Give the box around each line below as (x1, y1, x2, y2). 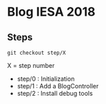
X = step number (7, 62, 55, 69)
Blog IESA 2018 (7, 4, 96, 20)
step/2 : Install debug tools (17, 90, 93, 97)
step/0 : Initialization (17, 75, 75, 83)
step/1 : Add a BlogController (17, 82, 99, 90)
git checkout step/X (7, 49, 67, 56)
